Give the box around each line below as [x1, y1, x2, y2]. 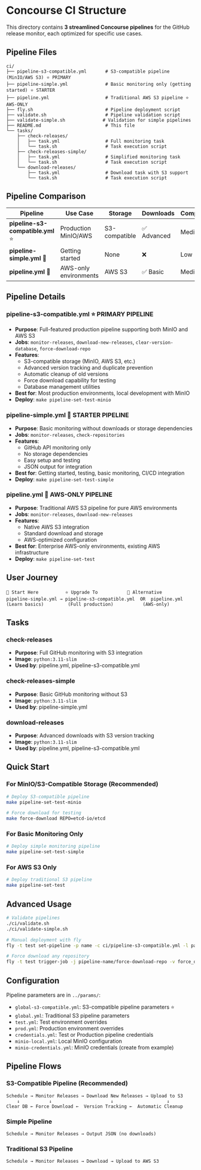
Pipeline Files [6, 47, 57, 58]
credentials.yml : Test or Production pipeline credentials [14, 1031, 154, 1038]
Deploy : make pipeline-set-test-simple [14, 475, 114, 483]
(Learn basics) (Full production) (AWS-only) [6, 601, 170, 607]
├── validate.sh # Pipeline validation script [6, 112, 181, 118]
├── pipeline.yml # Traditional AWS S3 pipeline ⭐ [6, 94, 190, 101]
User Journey [6, 572, 58, 583]
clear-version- [135, 340, 173, 346]
